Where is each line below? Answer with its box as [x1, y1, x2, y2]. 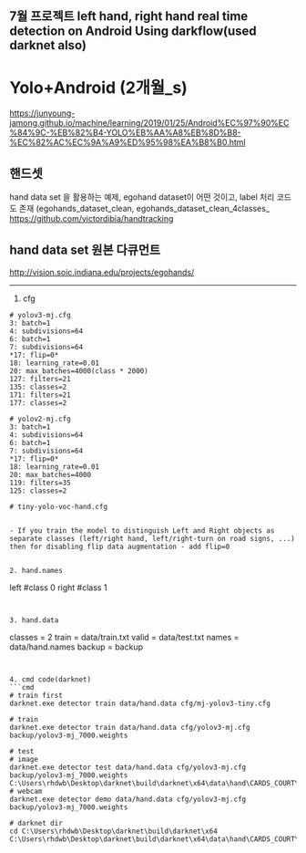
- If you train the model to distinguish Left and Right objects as [9, 525, 275, 536]
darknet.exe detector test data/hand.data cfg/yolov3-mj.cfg [9, 763, 247, 772]
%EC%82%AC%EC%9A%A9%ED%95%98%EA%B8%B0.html [9, 137, 246, 148]
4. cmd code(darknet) [9, 674, 92, 684]
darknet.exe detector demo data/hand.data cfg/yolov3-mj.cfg [9, 795, 247, 804]
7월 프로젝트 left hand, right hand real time [9, 8, 249, 25]
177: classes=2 [9, 398, 67, 408]
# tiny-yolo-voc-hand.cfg [9, 502, 107, 511]
